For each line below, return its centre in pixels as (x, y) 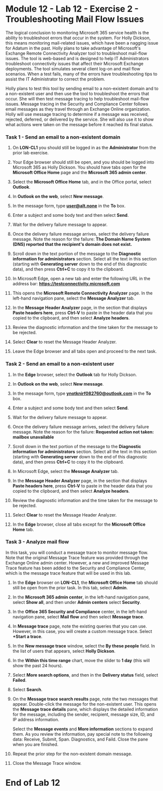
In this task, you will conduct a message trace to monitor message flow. (77, 552)
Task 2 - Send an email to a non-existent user (60, 364)
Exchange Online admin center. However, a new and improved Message (77, 563)
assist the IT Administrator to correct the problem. (56, 79)
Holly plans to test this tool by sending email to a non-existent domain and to (82, 88)
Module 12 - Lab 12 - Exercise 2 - (72, 9)
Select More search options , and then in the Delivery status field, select (85, 675)
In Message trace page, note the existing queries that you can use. (80, 626)
